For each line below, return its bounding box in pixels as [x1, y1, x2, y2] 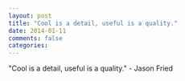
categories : [8, 42, 48, 50]
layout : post [8, 11, 52, 20]
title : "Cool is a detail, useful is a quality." [8, 19, 179, 27]
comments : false [8, 34, 63, 43]
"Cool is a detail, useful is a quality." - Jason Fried [8, 63, 174, 73]
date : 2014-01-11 [8, 26, 67, 34]
